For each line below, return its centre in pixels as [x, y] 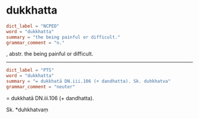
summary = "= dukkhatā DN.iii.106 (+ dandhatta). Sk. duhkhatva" [88, 81]
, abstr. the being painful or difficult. [50, 54]
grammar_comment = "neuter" [41, 87]
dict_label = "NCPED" [33, 26]
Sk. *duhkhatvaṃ [27, 110]
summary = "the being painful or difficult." [63, 37]
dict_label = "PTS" [30, 70]
